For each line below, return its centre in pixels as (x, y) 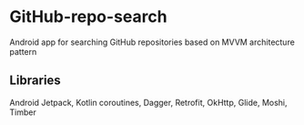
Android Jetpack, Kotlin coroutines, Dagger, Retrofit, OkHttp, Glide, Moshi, (149, 102)
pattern (23, 51)
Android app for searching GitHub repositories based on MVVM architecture (152, 42)
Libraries (35, 81)
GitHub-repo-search (88, 17)
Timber (23, 112)
